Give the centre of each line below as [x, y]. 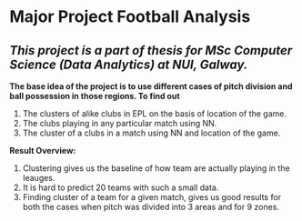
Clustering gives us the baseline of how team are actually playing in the [156, 168]
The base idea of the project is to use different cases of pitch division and [151, 86]
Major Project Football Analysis [130, 17]
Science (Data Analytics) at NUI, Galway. [129, 64]
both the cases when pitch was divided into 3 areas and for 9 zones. [151, 207]
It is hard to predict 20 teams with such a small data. [121, 187]
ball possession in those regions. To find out [95, 96]
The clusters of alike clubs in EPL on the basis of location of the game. [154, 114]
